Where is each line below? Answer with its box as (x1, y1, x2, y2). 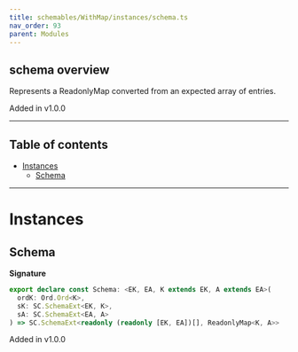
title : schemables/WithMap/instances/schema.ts (9, 12, 189, 22)
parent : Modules (9, 29, 69, 38)
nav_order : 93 (9, 21, 62, 30)
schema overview (9, 62, 110, 77)
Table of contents (9, 137, 108, 152)
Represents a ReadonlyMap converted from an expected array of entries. (9, 86, 277, 97)
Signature (9, 268, 47, 278)
